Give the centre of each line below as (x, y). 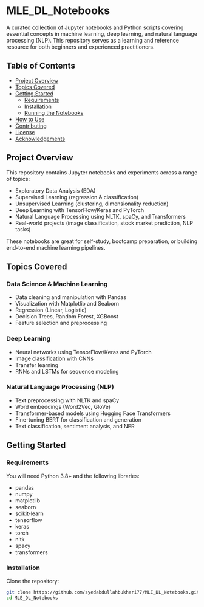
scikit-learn (29, 513)
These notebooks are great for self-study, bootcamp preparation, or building (102, 241)
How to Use (30, 119)
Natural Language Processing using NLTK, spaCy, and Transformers (100, 216)
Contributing (31, 126)
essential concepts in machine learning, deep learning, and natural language (102, 33)
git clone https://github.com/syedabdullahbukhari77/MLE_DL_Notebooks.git (103, 592)
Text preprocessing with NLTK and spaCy (67, 400)
